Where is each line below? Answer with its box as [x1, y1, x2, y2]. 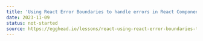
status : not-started [6, 20, 59, 26]
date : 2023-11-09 [6, 14, 50, 20]
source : [6, 25, 26, 32]
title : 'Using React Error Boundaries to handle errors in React [6, 8, 174, 15]
